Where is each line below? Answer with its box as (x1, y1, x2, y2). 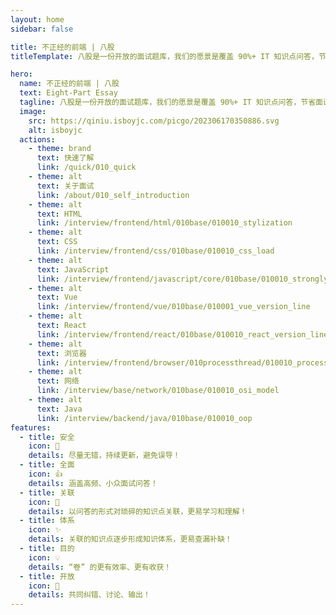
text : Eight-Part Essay (19, 88, 118, 98)
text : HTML (36, 209, 83, 219)
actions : (19, 134, 56, 145)
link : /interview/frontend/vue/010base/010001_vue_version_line (36, 302, 311, 312)
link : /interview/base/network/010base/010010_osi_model (36, 386, 280, 396)
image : (19, 106, 47, 116)
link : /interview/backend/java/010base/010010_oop (36, 413, 253, 423)
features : (10, 422, 52, 433)
